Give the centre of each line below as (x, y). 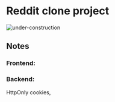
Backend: (20, 79)
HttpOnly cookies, (29, 92)
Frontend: (21, 63)
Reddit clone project (58, 11)
